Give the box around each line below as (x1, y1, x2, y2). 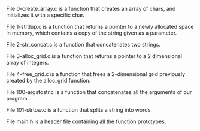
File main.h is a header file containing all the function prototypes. (6, 118, 166, 125)
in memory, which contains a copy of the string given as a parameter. (6, 29, 177, 36)
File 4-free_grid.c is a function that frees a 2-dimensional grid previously (6, 71, 186, 77)
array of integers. (6, 59, 49, 66)
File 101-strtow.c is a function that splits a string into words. (6, 106, 153, 113)
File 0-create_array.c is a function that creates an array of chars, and (6, 5, 176, 12)
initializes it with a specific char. (6, 11, 85, 19)
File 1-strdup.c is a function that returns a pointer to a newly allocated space (6, 23, 194, 30)
